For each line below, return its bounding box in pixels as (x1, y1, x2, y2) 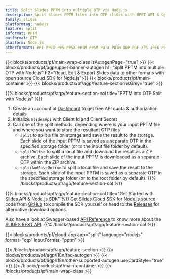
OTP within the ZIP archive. (20, 159, 77, 165)
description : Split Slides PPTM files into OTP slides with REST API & (5, 12, 159, 17)
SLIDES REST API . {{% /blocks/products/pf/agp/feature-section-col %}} (5, 221, 156, 227)
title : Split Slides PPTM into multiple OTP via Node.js (5, 7, 128, 13)
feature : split (5, 26, 37, 31)
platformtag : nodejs (5, 21, 49, 27)
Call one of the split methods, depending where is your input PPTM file (12, 121, 160, 127)
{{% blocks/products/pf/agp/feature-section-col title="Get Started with (5, 190, 154, 196)
